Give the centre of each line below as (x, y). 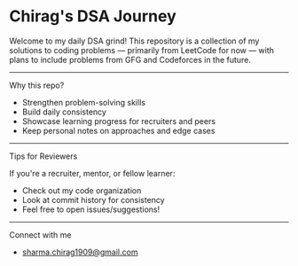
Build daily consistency (64, 112)
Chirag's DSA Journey (93, 16)
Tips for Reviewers (43, 156)
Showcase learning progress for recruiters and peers (118, 121)
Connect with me (40, 235)
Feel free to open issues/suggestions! (91, 209)
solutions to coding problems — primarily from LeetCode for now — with (142, 50)
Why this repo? (37, 85)
